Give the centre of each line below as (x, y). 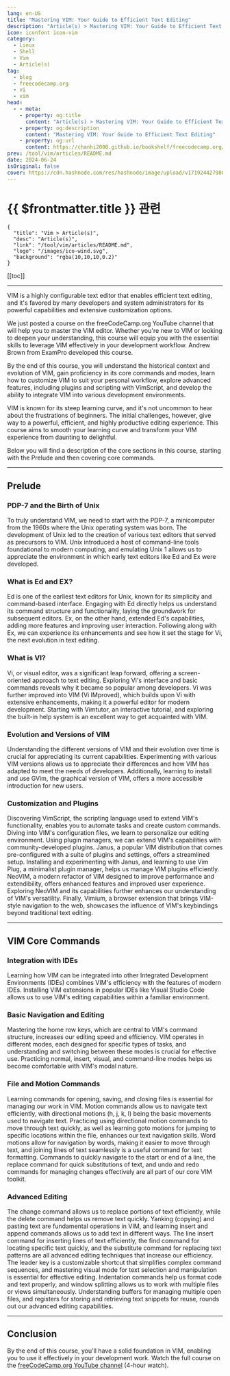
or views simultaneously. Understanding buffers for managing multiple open (114, 1291)
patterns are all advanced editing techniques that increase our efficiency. (110, 1255)
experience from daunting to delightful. (62, 437)
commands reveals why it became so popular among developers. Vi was (110, 687)
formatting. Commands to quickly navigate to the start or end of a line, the (112, 1157)
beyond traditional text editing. (50, 913)
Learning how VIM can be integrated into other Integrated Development (108, 975)
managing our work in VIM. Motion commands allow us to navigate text (107, 1106)
